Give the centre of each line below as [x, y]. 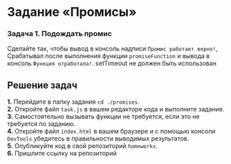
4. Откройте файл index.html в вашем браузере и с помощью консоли [111, 131]
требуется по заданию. [41, 124]
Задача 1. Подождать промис [59, 34]
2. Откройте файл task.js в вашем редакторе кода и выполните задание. [116, 109]
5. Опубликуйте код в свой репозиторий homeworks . [82, 146]
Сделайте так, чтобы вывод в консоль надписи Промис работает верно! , [112, 48]
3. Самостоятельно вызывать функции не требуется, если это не [103, 117]
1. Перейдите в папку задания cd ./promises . [73, 102]
